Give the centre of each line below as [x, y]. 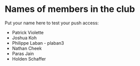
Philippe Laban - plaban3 [38, 43]
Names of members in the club [70, 9]
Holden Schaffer [29, 59]
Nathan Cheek [27, 48]
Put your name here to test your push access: [52, 23]
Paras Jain [23, 54]
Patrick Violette [28, 32]
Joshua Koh [24, 38]
